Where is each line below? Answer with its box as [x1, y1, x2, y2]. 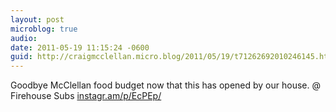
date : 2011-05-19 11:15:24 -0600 [10, 42, 150, 53]
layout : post [10, 14, 65, 25]
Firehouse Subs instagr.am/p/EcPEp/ [10, 90, 162, 102]
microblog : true [10, 24, 78, 34]
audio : [10, 33, 38, 43]
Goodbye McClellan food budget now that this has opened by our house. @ [10, 79, 321, 91]
